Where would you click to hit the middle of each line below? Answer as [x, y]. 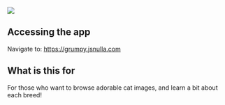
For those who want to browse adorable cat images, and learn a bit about [112, 88]
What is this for [41, 71]
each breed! [24, 95]
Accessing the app [49, 32]
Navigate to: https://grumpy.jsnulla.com [64, 49]
